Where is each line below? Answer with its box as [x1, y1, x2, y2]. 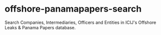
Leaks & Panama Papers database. [4, 24, 76, 30]
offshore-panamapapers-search [4, 3, 142, 15]
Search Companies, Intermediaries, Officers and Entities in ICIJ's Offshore [4, 19, 157, 25]
